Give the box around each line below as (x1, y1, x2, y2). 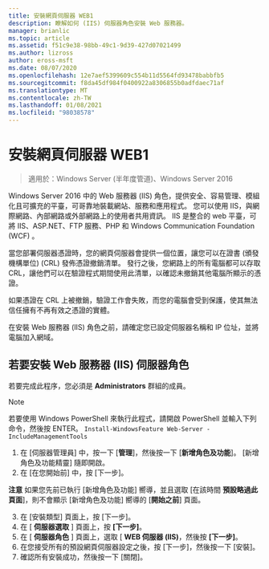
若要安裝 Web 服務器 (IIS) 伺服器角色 (8, 358, 190, 372)
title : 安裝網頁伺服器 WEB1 (8, 11, 94, 20)
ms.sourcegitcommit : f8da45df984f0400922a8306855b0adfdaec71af (8, 79, 225, 87)
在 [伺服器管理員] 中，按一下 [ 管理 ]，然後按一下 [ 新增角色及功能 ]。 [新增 (19, 447, 259, 457)
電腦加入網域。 (8, 332, 58, 342)
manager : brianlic (8, 26, 70, 35)
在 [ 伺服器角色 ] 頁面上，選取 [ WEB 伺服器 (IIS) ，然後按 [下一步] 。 (19, 531, 243, 542)
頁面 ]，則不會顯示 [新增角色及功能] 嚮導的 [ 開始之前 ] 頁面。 (8, 494, 206, 504)
